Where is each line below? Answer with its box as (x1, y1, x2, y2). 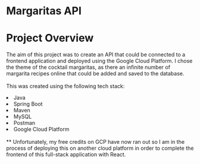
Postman (14, 119, 36, 127)
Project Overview (6, 31, 94, 45)
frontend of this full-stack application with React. (6, 151, 126, 158)
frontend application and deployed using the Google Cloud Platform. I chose (6, 58, 193, 65)
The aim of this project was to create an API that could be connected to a (6, 51, 186, 58)
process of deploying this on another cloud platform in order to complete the (6, 144, 194, 152)
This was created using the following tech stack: (6, 83, 125, 90)
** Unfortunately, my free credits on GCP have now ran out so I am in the (6, 138, 185, 146)
